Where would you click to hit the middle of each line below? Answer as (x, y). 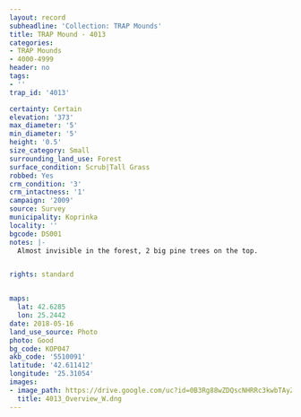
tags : (19, 76)
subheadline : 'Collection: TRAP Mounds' (86, 26)
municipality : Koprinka (54, 217)
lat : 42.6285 (42, 307)
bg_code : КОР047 (39, 349)
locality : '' (34, 225)
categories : (31, 43)
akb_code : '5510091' (48, 357)
